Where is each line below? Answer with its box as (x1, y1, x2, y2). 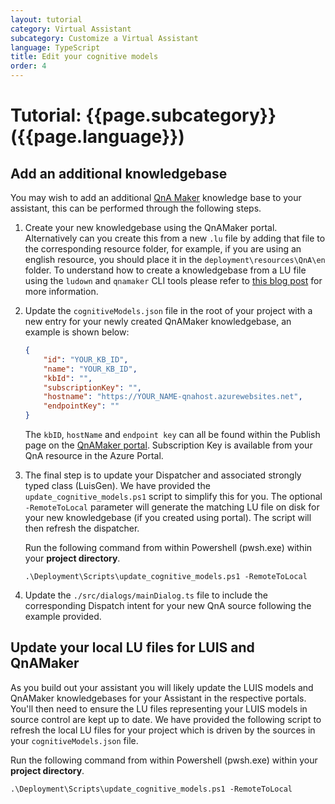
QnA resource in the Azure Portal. (24, 450, 164, 461)
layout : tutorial (10, 14, 83, 25)
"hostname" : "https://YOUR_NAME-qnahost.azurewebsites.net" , (43, 392, 303, 402)
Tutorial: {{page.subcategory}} (10, 104, 277, 127)
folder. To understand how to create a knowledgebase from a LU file (24, 264, 307, 276)
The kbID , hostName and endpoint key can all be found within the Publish (24, 429, 321, 440)
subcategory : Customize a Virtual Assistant (10, 33, 199, 43)
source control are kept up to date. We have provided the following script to (10, 713, 322, 725)
